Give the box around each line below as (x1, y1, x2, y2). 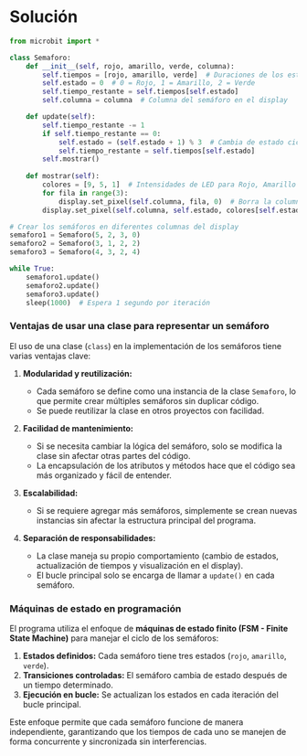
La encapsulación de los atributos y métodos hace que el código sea (36, 460, 296, 471)
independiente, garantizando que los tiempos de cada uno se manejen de (9, 727, 287, 738)
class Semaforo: (9, 53, 71, 62)
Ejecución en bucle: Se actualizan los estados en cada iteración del (22, 689, 279, 700)
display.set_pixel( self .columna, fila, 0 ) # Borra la (58, 197, 272, 207)
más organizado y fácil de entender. (36, 469, 172, 481)
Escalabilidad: (22, 487, 79, 498)
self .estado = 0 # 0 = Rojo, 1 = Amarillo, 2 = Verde (42, 79, 256, 88)
